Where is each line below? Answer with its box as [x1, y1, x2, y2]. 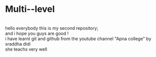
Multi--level [5, 3, 55, 15]
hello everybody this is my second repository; [5, 25, 99, 31]
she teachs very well [5, 46, 48, 52]
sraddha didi [5, 41, 31, 47]
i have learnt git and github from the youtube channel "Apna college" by [5, 36, 152, 42]
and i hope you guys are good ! [5, 30, 69, 36]
